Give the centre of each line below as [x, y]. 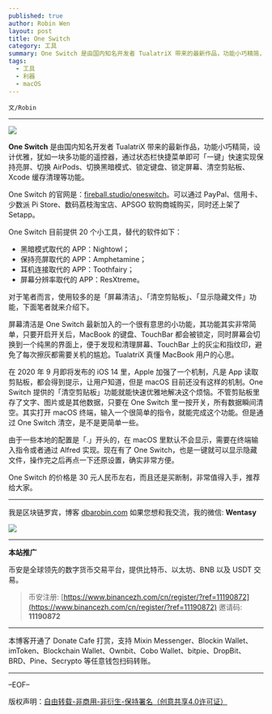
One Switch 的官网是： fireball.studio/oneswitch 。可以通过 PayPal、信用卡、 [135, 194]
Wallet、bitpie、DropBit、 [203, 651]
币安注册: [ [46, 596]
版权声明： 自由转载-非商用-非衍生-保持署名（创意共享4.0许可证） [118, 701]
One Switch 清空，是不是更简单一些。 [80, 422]
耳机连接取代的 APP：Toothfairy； [77, 269]
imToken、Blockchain [44, 651]
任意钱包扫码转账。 [123, 660]
